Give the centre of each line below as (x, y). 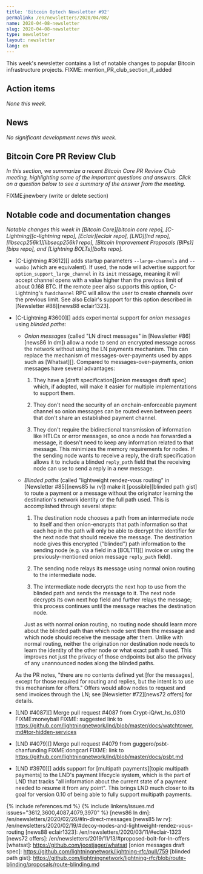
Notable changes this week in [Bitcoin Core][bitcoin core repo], (85, 229)
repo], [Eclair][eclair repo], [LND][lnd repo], (116, 236)
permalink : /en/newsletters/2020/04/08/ (58, 18)
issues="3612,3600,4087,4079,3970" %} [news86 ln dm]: (78, 813)
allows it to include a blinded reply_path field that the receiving (112, 462)
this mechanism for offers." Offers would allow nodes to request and (100, 688)
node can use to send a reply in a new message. (94, 469)
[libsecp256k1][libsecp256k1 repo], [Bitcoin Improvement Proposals (91, 243)
